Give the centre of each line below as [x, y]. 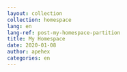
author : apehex [29, 52]
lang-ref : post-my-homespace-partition [64, 33]
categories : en [29, 58]
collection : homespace [39, 20]
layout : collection [35, 13]
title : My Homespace [37, 39]
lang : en [19, 26]
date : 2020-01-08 [32, 45]
